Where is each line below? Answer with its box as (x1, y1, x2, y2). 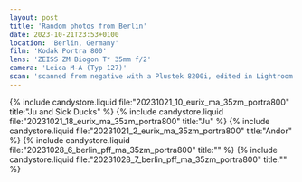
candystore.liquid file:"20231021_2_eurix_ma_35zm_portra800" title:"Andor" (9, 125, 292, 136)
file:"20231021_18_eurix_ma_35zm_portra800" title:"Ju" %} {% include (9, 115, 270, 126)
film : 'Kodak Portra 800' (9, 47, 107, 56)
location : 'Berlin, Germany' (9, 38, 119, 48)
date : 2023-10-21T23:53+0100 (9, 30, 119, 39)
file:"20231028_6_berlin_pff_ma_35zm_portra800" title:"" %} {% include (9, 144, 278, 155)
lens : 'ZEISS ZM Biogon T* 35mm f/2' (9, 55, 152, 64)
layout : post (9, 13, 59, 23)
